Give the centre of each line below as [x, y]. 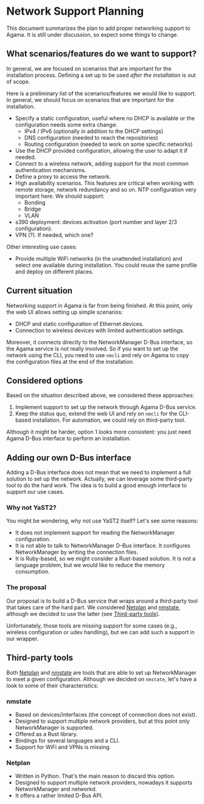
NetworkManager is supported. [55, 727]
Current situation [40, 291]
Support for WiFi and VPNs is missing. [63, 747]
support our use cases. [35, 492]
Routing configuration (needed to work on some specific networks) [108, 144]
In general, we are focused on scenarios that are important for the [89, 68]
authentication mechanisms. [51, 170]
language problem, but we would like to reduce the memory [90, 565]
